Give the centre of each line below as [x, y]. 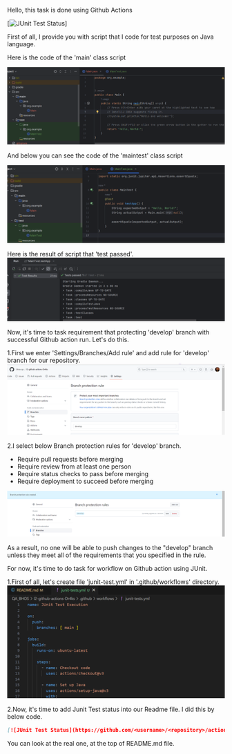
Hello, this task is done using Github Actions [70, 10]
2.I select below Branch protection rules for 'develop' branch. [94, 446]
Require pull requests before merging [70, 460]
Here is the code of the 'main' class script [67, 57]
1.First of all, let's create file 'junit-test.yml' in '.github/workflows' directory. [113, 582]
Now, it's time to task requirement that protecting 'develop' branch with [108, 332]
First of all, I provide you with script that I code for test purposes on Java [110, 37]
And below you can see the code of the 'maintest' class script [95, 155]
